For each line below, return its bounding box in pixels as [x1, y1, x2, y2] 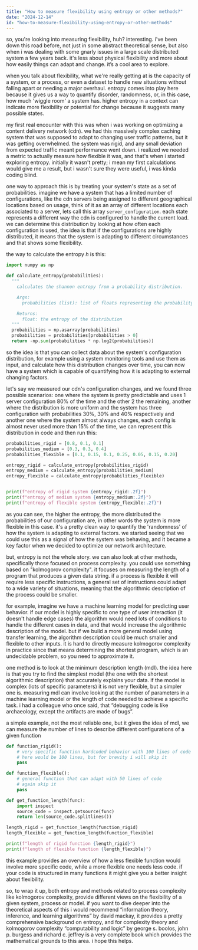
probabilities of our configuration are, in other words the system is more [6, 517, 181, 524]
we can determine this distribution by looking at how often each [6, 221, 161, 228]
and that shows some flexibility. [6, 240, 82, 247]
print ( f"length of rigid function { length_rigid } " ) [6, 841, 136, 847]
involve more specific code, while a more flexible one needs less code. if [6, 863, 183, 870]
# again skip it [16, 781, 57, 787]
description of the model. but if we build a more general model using [6, 627, 173, 634]
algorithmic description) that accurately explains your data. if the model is [6, 676, 185, 683]
